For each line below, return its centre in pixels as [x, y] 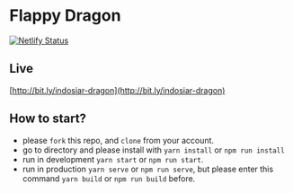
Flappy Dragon [65, 16]
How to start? [48, 119]
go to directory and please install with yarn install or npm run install [153, 150]
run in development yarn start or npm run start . [113, 159]
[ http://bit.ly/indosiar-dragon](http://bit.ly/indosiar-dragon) [117, 90]
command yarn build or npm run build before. [109, 178]
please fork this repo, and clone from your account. [118, 140]
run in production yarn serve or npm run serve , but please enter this [148, 169]
